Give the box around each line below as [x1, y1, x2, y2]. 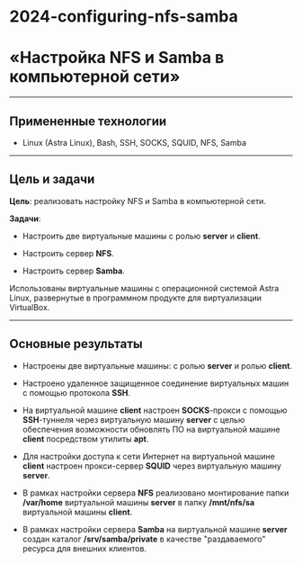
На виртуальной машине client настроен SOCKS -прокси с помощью [22, 405, 288, 416]
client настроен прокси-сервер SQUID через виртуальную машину [22, 460, 281, 471]
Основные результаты [9, 336, 143, 352]
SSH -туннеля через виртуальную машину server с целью [22, 414, 245, 424]
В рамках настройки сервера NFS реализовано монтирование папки [22, 487, 289, 498]
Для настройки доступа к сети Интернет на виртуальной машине [22, 451, 276, 461]
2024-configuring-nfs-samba [9, 6, 238, 27]
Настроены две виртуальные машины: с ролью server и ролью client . [22, 360, 293, 371]
